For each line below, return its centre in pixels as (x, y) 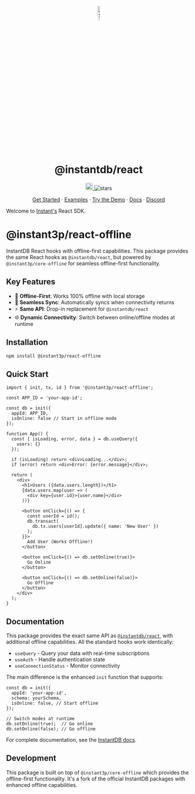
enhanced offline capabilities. (42, 785)
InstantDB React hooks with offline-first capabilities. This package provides (97, 251)
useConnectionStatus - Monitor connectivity (67, 666)
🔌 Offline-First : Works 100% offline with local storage (80, 296)
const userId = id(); (54, 516)
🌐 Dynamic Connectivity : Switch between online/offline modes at (95, 317)
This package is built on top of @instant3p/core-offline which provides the (97, 772)
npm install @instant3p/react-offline (53, 356)
